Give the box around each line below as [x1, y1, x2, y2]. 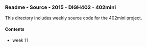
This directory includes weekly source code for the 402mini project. [5, 15, 142, 21]
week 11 [12, 37, 28, 43]
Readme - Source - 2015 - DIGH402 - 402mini [5, 4, 116, 11]
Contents [5, 26, 24, 32]
